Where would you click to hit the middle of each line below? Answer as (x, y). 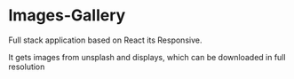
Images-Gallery (67, 16)
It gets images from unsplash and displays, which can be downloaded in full (147, 57)
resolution (27, 67)
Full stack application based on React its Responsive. (105, 40)
